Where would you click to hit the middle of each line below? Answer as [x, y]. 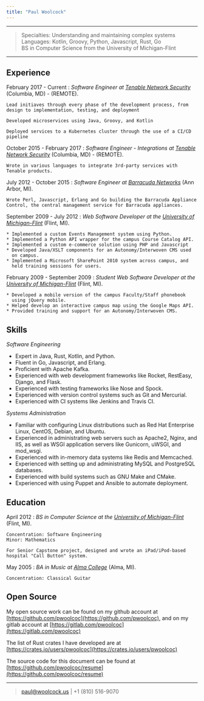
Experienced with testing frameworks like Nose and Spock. [89, 389]
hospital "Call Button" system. [47, 556]
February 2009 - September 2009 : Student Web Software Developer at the [101, 277]
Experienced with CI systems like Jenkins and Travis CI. [85, 402]
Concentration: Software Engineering [54, 535]
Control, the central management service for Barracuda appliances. [95, 205]
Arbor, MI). [20, 189]
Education [26, 502]
